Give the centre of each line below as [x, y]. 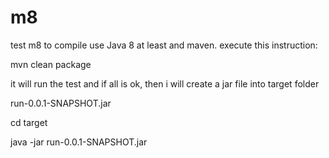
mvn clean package [51, 64]
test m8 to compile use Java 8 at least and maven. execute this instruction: [164, 45]
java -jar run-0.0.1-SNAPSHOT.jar [79, 142]
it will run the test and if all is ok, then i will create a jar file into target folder [165, 83]
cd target [29, 122]
